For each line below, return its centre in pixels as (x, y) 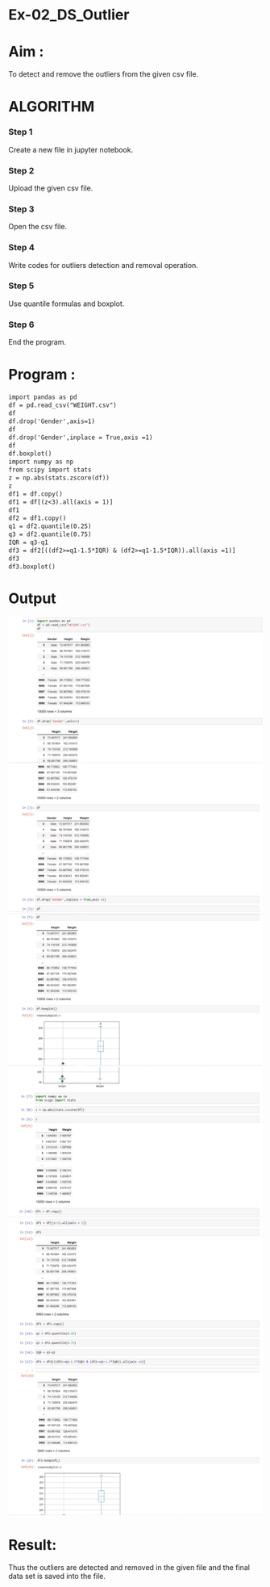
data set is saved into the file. (57, 1576)
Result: (33, 1545)
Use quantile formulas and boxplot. (66, 304)
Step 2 (21, 170)
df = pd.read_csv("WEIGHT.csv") (62, 405)
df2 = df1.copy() (37, 518)
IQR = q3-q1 (28, 542)
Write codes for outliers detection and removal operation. (104, 265)
